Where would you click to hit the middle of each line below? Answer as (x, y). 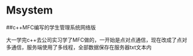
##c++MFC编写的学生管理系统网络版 (51, 27)
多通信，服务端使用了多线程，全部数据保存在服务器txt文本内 (79, 47)
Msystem (29, 10)
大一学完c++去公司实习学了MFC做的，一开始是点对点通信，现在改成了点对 (96, 39)
